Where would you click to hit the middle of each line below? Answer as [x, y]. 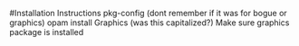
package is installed [47, 32]
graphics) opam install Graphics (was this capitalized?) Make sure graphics [149, 23]
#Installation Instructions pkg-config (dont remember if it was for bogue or [148, 13]
